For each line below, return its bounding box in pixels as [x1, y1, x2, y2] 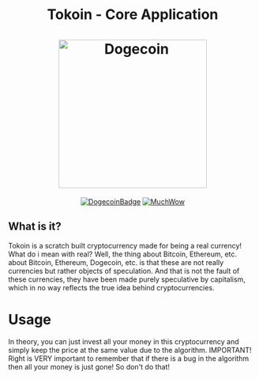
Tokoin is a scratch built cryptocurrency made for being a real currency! [8, 241, 242, 250]
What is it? [8, 220, 62, 233]
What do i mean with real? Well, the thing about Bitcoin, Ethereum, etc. [8, 249, 238, 259]
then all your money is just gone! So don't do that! [8, 362, 171, 371]
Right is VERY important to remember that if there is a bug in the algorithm [8, 354, 250, 363]
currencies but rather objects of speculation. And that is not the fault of [8, 266, 240, 275]
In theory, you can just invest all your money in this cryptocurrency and [8, 336, 239, 346]
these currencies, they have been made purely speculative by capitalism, [8, 275, 246, 284]
